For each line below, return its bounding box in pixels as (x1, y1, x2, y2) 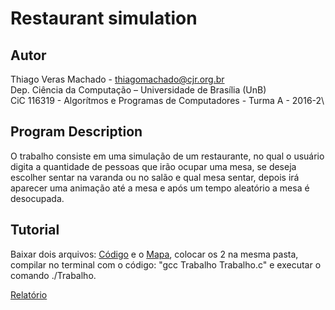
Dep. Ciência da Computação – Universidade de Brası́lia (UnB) (10, 84, 267, 96)
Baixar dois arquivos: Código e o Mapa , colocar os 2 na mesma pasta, (10, 248, 299, 260)
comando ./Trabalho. (10, 269, 97, 281)
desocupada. (10, 192, 65, 204)
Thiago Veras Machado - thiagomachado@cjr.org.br (10, 73, 225, 85)
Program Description (10, 123, 143, 141)
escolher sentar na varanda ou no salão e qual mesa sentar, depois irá (10, 171, 300, 183)
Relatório (10, 288, 48, 301)
